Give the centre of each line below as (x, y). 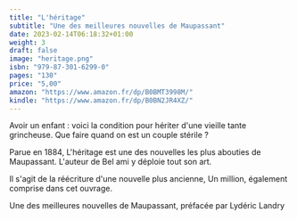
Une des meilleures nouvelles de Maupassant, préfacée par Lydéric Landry (147, 206)
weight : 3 (28, 42)
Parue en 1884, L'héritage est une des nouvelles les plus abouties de (135, 152)
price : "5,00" (36, 84)
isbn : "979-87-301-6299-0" (59, 68)
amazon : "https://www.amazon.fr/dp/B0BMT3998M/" (101, 92)
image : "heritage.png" (51, 59)
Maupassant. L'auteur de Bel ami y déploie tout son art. (111, 162)
